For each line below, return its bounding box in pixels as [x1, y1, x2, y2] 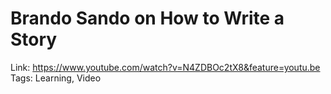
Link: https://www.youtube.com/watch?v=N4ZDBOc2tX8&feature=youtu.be [10, 61, 321, 73]
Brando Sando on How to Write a [10, 7, 285, 30]
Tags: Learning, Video [10, 72, 102, 84]
